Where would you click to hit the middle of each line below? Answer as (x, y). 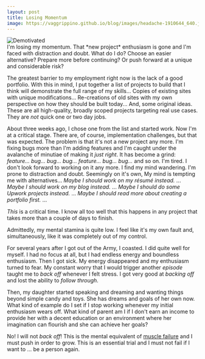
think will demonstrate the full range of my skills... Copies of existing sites (99, 91)
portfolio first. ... (27, 200)
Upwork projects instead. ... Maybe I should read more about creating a (97, 193)
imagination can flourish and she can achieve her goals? (78, 325)
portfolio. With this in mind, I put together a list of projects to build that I (96, 85)
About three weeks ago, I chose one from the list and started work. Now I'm (102, 129)
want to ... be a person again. (43, 349)
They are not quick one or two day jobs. (57, 117)
